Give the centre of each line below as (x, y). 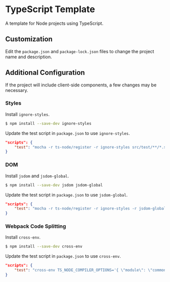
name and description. (29, 57)
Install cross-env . (23, 237)
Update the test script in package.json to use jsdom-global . (67, 195)
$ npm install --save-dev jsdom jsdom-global (54, 185)
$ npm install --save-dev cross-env (44, 247)
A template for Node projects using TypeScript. (54, 23)
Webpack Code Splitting (36, 226)
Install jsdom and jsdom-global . (37, 176)
